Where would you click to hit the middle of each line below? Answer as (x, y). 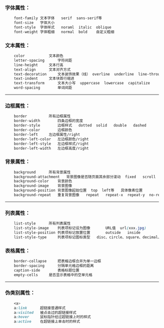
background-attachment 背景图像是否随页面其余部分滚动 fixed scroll (85, 177)
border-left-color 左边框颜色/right (51, 139)
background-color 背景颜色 (43, 181)
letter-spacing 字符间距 (43, 60)
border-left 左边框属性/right (47, 134)
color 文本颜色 (39, 56)
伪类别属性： (20, 293)
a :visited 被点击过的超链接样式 (45, 312)
